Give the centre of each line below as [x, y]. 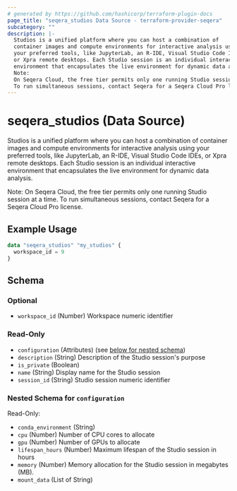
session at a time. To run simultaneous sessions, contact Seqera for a [108, 199]
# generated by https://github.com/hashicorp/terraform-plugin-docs [110, 14]
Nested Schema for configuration [66, 398]
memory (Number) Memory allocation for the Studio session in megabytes [123, 464]
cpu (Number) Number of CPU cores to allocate [86, 434]
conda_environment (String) [56, 427]
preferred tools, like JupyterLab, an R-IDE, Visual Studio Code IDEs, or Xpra [117, 155]
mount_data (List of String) [55, 479]
